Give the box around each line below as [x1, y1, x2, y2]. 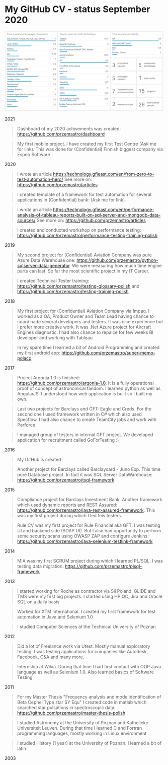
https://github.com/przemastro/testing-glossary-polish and [17, 283, 140, 289]
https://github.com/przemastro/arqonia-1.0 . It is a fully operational [17, 380, 154, 386]
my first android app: [17, 350, 61, 356]
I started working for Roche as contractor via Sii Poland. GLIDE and [17, 588, 156, 594]
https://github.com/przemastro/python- [76, 257, 158, 263]
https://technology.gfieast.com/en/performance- [53, 206, 154, 213]
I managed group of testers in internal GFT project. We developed [17, 432, 153, 438]
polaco [17, 355, 32, 361]
